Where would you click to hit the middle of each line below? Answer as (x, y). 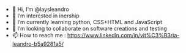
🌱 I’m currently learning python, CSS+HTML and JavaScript (87, 22)
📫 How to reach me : (39, 35)
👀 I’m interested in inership (46, 16)
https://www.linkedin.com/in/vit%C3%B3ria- (123, 35)
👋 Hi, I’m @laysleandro (40, 9)
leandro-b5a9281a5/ (38, 44)
